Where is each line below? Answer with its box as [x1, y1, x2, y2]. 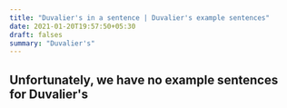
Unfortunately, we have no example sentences [9, 72, 279, 87]
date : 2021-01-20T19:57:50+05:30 [9, 22, 136, 31]
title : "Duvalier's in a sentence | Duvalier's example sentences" [9, 13, 271, 23]
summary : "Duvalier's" [9, 38, 95, 48]
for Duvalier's [9, 86, 89, 102]
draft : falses [9, 30, 64, 39]
